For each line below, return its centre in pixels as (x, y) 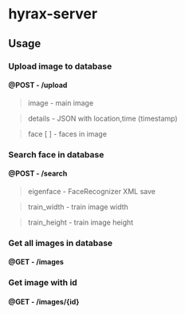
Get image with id (43, 283)
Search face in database (56, 154)
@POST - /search (38, 173)
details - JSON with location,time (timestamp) (102, 118)
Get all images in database (61, 243)
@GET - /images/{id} (44, 301)
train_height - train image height (81, 222)
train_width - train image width (78, 207)
